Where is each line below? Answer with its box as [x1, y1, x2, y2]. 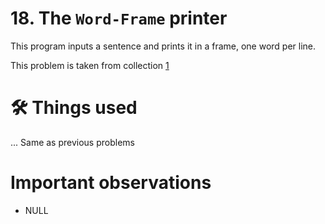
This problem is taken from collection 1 [10, 59, 170, 71]
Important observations [10, 172, 212, 194]
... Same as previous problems [10, 136, 135, 148]
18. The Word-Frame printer [10, 7, 228, 30]
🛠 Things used [10, 97, 138, 119]
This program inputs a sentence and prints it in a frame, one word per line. [10, 40, 317, 52]
